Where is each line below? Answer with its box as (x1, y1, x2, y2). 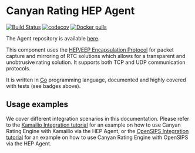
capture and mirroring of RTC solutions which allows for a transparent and (6, 52, 186, 59)
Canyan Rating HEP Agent (6, 4, 135, 18)
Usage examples (6, 100, 69, 110)
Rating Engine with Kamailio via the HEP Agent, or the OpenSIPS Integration (6, 127, 189, 134)
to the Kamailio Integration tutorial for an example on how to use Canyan (6, 121, 181, 128)
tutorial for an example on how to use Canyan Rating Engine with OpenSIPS (6, 134, 189, 141)
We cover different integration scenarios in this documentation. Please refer (6, 115, 190, 122)
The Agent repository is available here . (6, 35, 100, 42)
